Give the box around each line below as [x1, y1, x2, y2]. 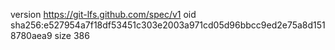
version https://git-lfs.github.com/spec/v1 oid [10, 9, 197, 20]
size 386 [54, 30, 90, 41]
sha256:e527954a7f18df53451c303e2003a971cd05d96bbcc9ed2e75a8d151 [10, 19, 326, 31]
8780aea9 [10, 30, 53, 41]
